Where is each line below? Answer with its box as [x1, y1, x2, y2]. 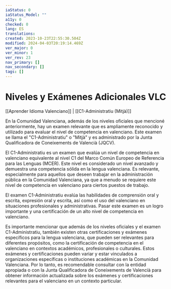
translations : [5, 31, 36, 36]
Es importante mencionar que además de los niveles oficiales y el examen [5, 223, 161, 230]
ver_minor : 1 [5, 50, 33, 55]
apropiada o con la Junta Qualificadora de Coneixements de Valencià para [5, 267, 162, 273]
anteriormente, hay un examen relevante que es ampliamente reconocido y [5, 123, 163, 129]
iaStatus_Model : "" [5, 12, 47, 17]
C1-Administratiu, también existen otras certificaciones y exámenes [5, 229, 147, 235]
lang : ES [5, 27, 24, 32]
